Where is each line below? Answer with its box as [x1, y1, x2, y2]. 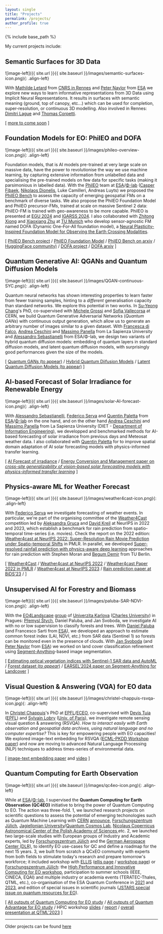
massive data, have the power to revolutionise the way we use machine [5, 167, 147, 172]
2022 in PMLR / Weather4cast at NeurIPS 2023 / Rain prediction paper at [5, 566, 151, 572]
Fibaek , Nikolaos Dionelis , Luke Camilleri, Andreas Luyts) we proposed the [5, 187, 154, 193]
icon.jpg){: [5, 700, 26, 706]
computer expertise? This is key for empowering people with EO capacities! [5, 730, 156, 736]
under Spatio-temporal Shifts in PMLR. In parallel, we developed [5, 541, 133, 547]
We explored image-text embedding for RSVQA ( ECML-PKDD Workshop [5, 735, 149, 741]
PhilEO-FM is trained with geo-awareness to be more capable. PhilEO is [5, 208, 148, 214]
